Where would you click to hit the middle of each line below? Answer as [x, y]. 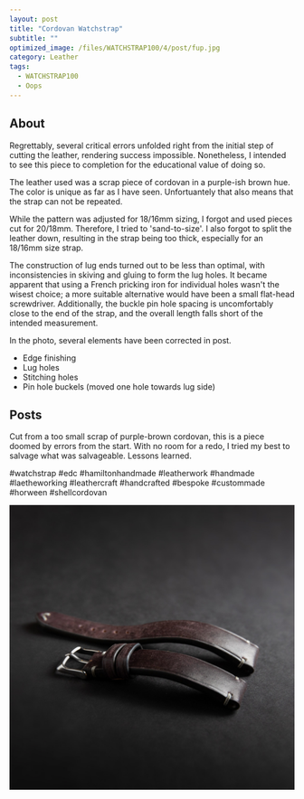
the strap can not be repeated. [66, 201]
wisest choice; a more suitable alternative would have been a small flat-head [152, 294]
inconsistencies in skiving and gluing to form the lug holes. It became [138, 275]
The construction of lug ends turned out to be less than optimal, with [137, 265]
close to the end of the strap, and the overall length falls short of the [137, 313]
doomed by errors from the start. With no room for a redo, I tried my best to [150, 446]
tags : [19, 67]
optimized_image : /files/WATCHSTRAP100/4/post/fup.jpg [115, 48]
